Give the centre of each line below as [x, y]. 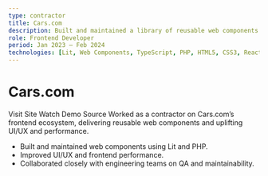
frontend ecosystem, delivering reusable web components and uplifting [126, 122]
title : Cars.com [35, 23]
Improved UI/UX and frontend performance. [92, 154]
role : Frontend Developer [51, 38]
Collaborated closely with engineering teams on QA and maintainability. [137, 163]
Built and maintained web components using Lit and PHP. [114, 146]
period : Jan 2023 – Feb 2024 [57, 45]
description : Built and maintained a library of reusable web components [134, 30]
